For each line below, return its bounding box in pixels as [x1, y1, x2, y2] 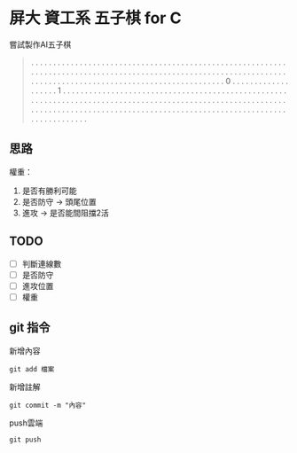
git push [9, 435, 42, 444]
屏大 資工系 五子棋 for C [9, 8, 182, 28]
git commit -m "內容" [9, 401, 87, 410]
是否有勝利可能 [21, 185, 77, 196]
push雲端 [9, 418, 43, 428]
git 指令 [9, 320, 51, 335]
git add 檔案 [9, 364, 55, 373]
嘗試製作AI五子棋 [9, 39, 72, 50]
